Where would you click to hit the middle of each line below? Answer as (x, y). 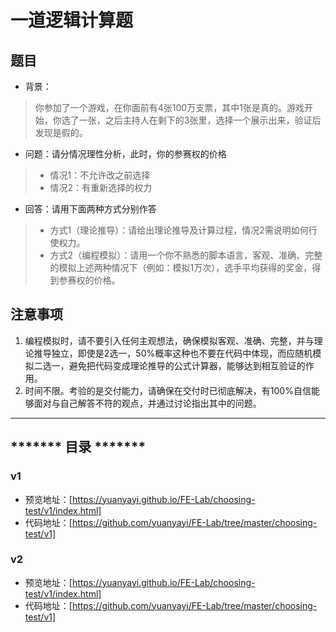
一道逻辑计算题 (72, 20)
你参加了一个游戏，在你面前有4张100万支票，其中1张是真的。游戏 (169, 107)
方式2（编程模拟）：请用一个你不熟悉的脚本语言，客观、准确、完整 (186, 255)
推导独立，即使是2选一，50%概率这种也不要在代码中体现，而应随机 (173, 353)
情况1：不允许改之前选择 (100, 175)
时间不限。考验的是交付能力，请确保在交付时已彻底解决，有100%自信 (168, 390)
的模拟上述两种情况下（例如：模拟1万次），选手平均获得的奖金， (181, 267)
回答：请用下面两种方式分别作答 (90, 209)
